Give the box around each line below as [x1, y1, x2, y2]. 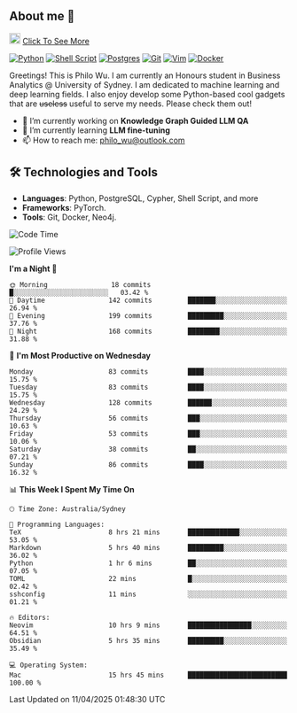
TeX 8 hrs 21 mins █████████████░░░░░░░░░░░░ [9, 528, 288, 537]
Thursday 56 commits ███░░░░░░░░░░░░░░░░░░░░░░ [9, 414, 288, 422]
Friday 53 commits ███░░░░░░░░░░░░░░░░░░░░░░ [9, 429, 288, 438]
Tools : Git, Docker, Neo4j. [21, 212, 117, 222]
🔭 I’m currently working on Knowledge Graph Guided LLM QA [21, 115, 249, 126]
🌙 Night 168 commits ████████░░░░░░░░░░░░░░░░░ [9, 327, 288, 336]
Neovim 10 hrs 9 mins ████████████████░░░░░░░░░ [9, 621, 288, 630]
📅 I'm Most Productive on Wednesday [9, 350, 151, 360]
